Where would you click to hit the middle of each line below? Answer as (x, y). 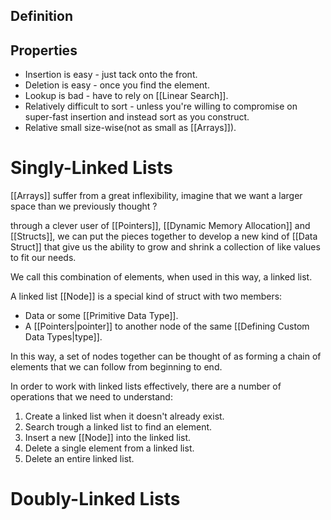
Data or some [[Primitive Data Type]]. (101, 316)
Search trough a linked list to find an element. (118, 427)
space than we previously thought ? (84, 206)
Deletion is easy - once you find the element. (117, 85)
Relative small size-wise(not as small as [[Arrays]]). (130, 128)
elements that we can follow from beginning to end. (116, 367)
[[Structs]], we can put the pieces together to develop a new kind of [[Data (164, 236)
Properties (44, 50)
